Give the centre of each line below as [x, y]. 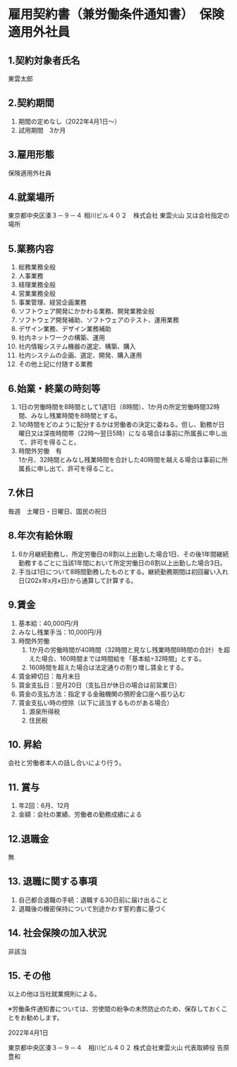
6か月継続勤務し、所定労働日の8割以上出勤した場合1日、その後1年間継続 [123, 554]
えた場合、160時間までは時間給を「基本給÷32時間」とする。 [117, 658]
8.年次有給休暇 [41, 536]
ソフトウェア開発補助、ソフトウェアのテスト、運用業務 [98, 320]
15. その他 [29, 976]
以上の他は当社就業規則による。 [54, 994]
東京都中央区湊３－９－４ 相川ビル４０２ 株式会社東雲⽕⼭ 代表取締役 [112, 1048]
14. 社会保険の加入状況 [57, 933]
